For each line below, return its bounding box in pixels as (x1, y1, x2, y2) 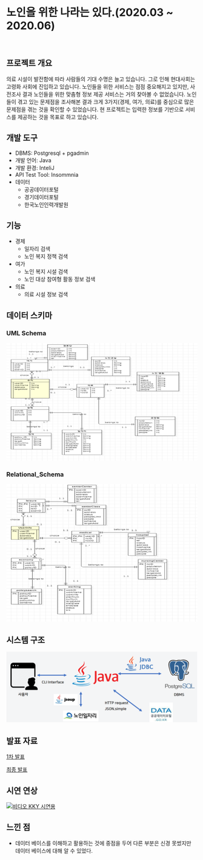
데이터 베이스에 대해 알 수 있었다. (15, 847, 93, 854)
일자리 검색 (24, 245, 50, 253)
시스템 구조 (6, 635, 45, 645)
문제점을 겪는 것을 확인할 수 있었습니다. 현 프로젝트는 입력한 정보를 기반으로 (6, 106, 184, 113)
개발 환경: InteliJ (15, 164, 55, 171)
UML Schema (6, 329, 47, 337)
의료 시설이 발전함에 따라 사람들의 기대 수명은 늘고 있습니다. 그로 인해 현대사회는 (6, 75, 196, 83)
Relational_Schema (6, 470, 64, 479)
